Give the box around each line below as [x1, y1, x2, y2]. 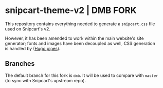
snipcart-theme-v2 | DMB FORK [5, 5, 137, 16]
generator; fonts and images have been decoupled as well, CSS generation [5, 40, 156, 46]
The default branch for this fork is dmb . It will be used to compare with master [5, 73, 158, 78]
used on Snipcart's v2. [5, 26, 51, 31]
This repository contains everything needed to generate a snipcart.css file [5, 21, 155, 27]
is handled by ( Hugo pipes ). [5, 45, 61, 51]
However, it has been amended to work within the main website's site [5, 35, 144, 41]
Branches [5, 59, 35, 68]
